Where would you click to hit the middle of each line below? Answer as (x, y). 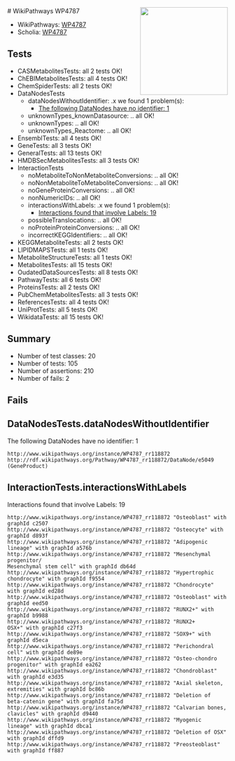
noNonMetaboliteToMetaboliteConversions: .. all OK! (103, 182)
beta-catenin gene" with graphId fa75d (65, 701)
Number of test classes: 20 (56, 356)
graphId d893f (28, 536)
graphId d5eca (28, 640)
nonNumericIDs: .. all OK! (64, 197)
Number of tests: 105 (48, 363)
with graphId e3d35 (36, 677)
